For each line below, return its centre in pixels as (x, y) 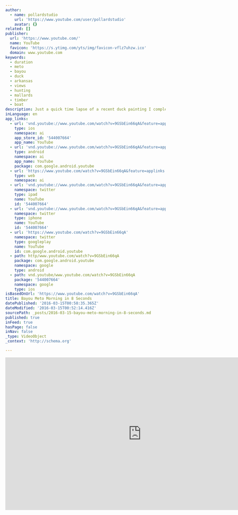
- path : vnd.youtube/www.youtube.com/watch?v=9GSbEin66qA (73, 275)
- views (18, 85)
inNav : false (19, 332)
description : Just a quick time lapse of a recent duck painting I (78, 109)
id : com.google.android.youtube (49, 251)
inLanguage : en (21, 114)
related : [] (18, 29)
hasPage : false (21, 327)
